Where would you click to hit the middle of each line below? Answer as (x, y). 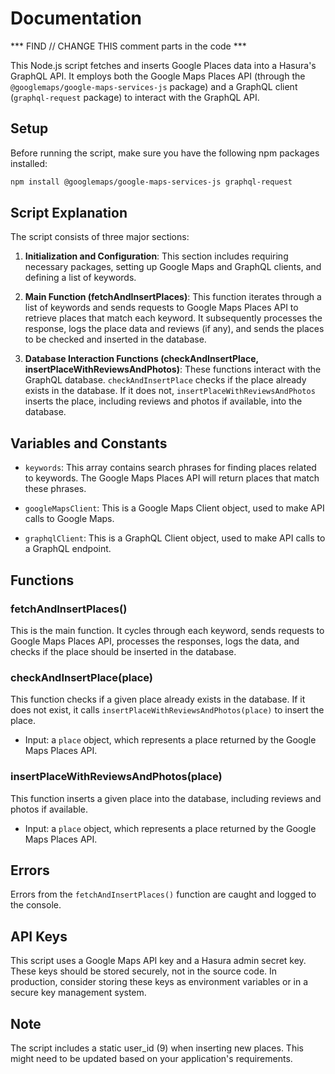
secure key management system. (78, 993)
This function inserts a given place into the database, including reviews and (166, 798)
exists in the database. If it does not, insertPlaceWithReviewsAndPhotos (170, 391)
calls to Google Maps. (69, 519)
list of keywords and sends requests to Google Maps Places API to (161, 308)
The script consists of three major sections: (100, 237)
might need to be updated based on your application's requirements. (151, 1058)
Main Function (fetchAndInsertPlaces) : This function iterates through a (173, 297)
